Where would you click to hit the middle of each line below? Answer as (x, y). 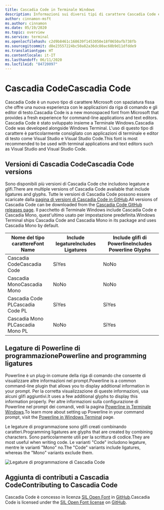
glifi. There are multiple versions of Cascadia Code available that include (77, 189)
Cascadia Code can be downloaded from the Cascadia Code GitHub (74, 204)
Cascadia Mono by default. (32, 225)
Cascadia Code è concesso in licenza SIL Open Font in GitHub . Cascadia (78, 497)
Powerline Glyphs (130, 249)
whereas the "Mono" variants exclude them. (49, 452)
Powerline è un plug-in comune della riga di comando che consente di (76, 375)
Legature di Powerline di (43, 348)
